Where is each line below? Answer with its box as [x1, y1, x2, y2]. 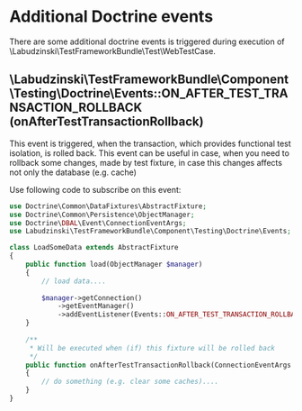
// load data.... [41, 277, 106, 286]
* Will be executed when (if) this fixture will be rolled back [29, 343, 276, 352]
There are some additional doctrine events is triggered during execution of [9, 36, 285, 47]
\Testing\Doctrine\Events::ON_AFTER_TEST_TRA [9, 86, 289, 101]
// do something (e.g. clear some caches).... [41, 377, 219, 387]
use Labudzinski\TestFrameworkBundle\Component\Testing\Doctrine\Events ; [9, 227, 292, 236]
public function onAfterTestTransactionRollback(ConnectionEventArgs [25, 361, 292, 370]
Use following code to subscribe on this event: [9, 184, 182, 195]
